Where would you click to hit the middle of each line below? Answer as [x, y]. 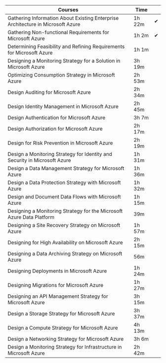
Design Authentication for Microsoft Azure [57, 117]
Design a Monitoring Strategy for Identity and [60, 154]
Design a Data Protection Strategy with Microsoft [64, 182]
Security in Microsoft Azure [39, 160]
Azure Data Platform [31, 217]
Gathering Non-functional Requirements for [59, 32]
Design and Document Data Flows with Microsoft [64, 197]
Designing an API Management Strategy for [58, 296]
